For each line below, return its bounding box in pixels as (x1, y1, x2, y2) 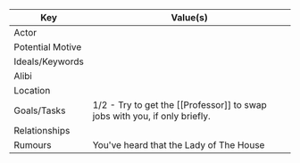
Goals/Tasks (13, 104, 66, 117)
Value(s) (171, 12, 208, 23)
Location (13, 85, 51, 96)
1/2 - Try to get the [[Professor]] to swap (92, 99, 268, 110)
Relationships (13, 125, 71, 136)
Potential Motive (13, 41, 82, 53)
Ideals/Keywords (13, 55, 85, 68)
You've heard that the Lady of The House (92, 139, 265, 151)
